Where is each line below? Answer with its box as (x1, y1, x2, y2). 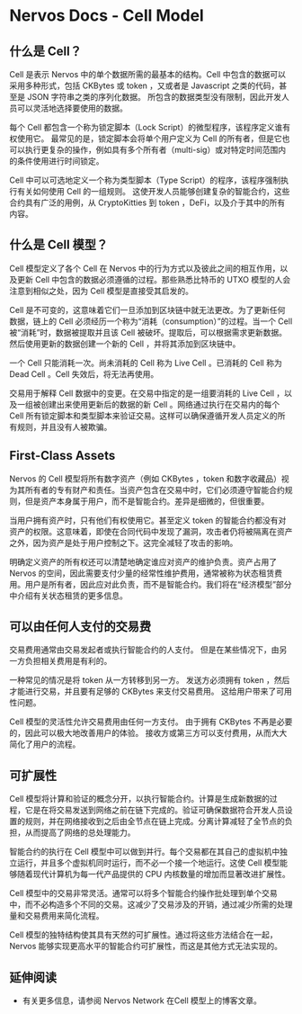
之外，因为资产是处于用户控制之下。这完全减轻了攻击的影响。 (9, 537, 238, 548)
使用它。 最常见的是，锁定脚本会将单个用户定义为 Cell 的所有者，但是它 (16, 133, 282, 144)
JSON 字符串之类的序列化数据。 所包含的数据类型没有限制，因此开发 (26, 92, 282, 102)
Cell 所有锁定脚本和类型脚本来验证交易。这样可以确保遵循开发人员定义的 (9, 410, 279, 421)
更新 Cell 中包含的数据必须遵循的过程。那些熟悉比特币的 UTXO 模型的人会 (16, 274, 291, 284)
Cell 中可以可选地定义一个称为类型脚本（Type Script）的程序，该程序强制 (9, 175, 281, 185)
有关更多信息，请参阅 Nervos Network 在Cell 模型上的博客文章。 (22, 995, 262, 1006)
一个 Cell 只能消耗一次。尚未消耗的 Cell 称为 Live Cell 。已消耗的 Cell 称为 (9, 357, 283, 368)
